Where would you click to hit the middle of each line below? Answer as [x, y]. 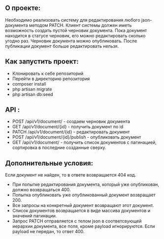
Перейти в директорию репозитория [51, 79]
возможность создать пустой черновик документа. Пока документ [76, 30]
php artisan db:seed [33, 94]
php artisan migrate [32, 89]
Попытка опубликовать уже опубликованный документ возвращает [84, 195]
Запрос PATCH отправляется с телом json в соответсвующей [77, 221]
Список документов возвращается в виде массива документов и [81, 210]
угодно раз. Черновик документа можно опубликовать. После [71, 41]
